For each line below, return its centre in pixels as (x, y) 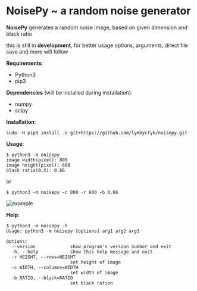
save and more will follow (37, 51)
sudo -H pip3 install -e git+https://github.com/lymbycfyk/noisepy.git (97, 133)
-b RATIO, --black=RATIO (42, 278)
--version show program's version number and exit (91, 246)
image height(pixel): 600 (38, 165)
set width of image (94, 273)
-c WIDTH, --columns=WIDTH (45, 267)
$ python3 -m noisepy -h (37, 226)
